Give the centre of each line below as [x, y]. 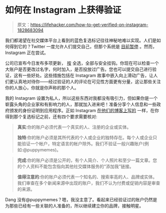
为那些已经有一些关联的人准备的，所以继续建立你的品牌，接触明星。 [74, 206]
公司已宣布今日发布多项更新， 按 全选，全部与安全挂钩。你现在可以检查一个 [82, 63]
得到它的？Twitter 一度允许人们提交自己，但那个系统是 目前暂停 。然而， [83, 46]
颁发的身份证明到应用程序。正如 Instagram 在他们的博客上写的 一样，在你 [84, 110]
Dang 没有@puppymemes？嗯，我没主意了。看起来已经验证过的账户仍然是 [81, 199]
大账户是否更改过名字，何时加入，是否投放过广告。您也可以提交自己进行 [79, 69]
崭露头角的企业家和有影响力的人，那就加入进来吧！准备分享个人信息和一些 [81, 104]
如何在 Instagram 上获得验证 [63, 10]
